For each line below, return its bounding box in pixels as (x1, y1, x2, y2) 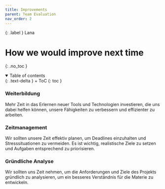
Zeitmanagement (5, 124, 48, 131)
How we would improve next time (5, 47, 144, 58)
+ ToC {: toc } (34, 78, 62, 84)
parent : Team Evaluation (5, 12, 56, 17)
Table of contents (9, 73, 45, 79)
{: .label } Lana (5, 30, 35, 36)
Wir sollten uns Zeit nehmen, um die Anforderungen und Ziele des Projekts (5, 169, 157, 175)
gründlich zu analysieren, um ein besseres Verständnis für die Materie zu (5, 174, 154, 180)
